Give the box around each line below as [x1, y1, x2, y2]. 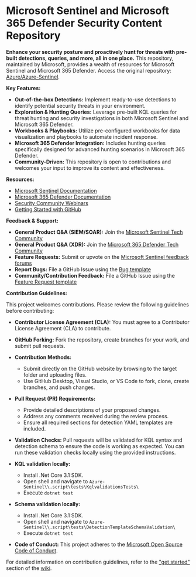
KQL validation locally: [14, 460, 71, 467]
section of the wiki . [6, 564, 52, 572]
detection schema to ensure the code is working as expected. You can [14, 442, 185, 449]
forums [14, 260, 32, 267]
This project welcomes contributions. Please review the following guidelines [6, 301, 189, 308]
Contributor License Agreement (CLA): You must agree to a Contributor [14, 318, 190, 326]
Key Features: [6, 84, 41, 91]
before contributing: [6, 307, 54, 314]
